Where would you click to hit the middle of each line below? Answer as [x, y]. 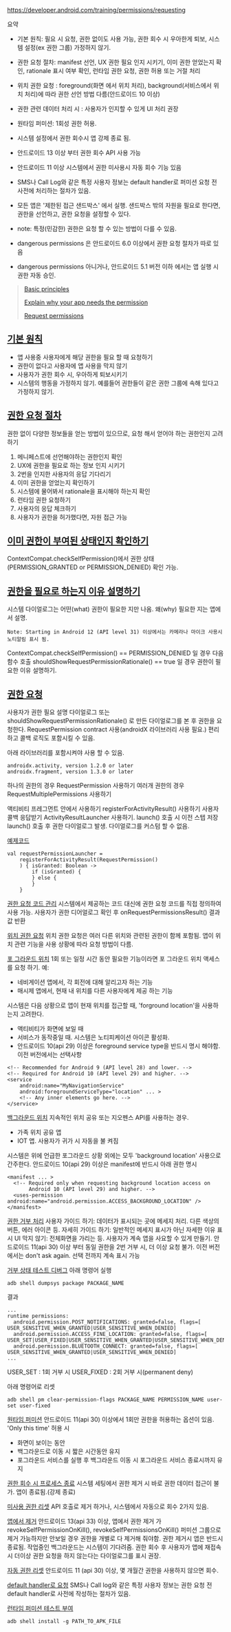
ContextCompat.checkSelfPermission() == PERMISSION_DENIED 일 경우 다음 [115, 653]
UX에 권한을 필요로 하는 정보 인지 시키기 [71, 465]
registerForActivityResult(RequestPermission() [89, 860]
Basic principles [47, 289]
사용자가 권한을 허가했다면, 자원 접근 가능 [72, 517]
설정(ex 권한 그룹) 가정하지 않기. [68, 47]
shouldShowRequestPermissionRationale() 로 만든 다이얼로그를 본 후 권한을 [111, 721]
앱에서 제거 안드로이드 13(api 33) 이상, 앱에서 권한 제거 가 [84, 1522]
